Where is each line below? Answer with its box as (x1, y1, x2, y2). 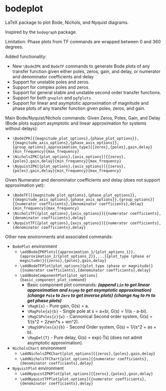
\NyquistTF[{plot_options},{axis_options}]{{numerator (12, 220, 128, 226)
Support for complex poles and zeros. (12, 84, 90, 90)
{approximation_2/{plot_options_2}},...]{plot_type (19, 254, 129, 259)
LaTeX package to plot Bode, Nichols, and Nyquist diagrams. (5, 19, 129, 25)
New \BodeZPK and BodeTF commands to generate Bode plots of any (12, 63, 150, 69)
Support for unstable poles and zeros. (12, 79, 90, 85)
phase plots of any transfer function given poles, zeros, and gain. (12, 105, 146, 111)
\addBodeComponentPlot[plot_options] (19, 273, 98, 278)
